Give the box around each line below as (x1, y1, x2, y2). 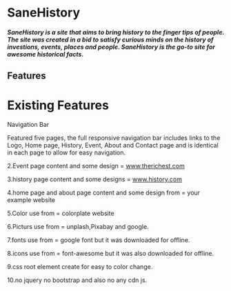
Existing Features (7, 98, 109, 113)
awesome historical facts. (7, 50, 84, 58)
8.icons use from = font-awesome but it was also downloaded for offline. (7, 250, 214, 258)
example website (7, 196, 56, 204)
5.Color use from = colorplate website (7, 209, 115, 218)
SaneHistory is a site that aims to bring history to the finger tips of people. (7, 28, 225, 36)
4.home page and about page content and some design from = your (7, 188, 201, 197)
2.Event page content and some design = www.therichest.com (7, 162, 185, 170)
